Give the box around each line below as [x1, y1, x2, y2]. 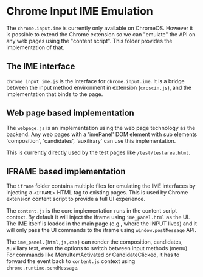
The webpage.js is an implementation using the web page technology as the [6, 124, 196, 131]
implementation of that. [6, 44, 65, 51]
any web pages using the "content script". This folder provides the [6, 37, 173, 44]
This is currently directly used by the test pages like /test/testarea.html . [6, 149, 190, 156]
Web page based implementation [6, 108, 135, 118]
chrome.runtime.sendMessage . [6, 264, 79, 272]
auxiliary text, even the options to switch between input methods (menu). [6, 245, 190, 252]
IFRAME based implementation [6, 166, 126, 177]
